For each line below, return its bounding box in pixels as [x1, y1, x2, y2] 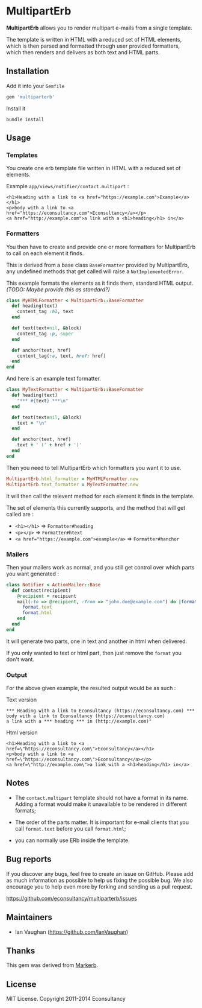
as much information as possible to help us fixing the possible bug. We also [6, 876, 194, 884]
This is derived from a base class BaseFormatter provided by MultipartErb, [6, 261, 189, 268]
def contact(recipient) [11, 587, 71, 594]
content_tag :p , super [17, 331, 74, 337]
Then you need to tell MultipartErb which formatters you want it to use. [6, 464, 182, 471]
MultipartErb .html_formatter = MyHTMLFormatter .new [6, 475, 138, 482]
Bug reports [6, 854, 52, 864]
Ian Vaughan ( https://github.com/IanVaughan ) [14, 928, 129, 936]
